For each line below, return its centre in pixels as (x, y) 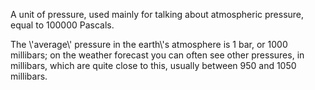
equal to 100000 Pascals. (62, 25)
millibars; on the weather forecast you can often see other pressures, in (157, 55)
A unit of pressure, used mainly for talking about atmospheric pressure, (157, 14)
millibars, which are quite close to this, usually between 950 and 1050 (153, 65)
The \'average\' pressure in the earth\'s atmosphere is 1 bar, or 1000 (149, 44)
